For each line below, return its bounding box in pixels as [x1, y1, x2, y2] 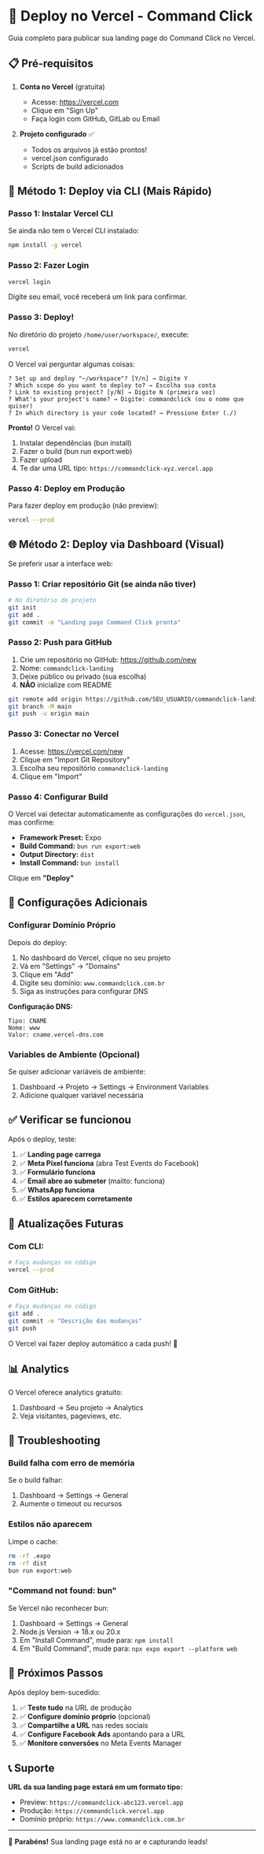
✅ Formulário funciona [19, 1167, 96, 1177]
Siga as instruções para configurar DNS [19, 986, 148, 996]
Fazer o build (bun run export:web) [19, 446, 133, 456]
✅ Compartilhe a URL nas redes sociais [19, 1720, 148, 1729]
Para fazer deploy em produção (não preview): [8, 501, 159, 510]
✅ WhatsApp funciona [19, 1185, 95, 1194]
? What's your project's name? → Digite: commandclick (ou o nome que [8, 395, 244, 403]
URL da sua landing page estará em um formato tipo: [8, 1782, 183, 1792]
